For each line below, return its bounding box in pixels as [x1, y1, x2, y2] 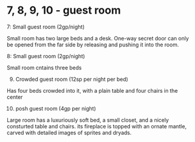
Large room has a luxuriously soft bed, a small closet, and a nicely [7, 116, 169, 124]
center [7, 93, 23, 100]
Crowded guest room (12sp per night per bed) [15, 75, 129, 83]
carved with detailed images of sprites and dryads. [7, 129, 132, 136]
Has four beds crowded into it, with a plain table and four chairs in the [7, 87, 178, 94]
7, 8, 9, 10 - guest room [7, 4, 121, 17]
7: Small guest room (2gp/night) [7, 23, 85, 30]
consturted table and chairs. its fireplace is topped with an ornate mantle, [7, 122, 187, 130]
